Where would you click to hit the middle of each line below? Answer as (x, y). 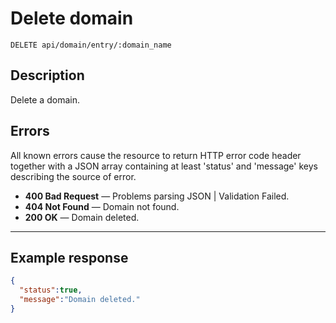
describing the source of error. (73, 176)
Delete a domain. (45, 99)
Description (47, 75)
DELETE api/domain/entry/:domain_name (91, 45)
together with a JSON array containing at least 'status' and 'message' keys (164, 166)
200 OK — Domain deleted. (82, 217)
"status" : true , (51, 290)
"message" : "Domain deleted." (80, 300)
